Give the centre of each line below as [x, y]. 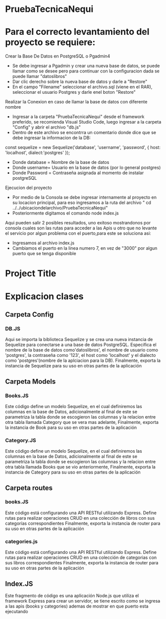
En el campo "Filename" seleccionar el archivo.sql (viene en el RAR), [82, 87]
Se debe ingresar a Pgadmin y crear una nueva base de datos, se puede [86, 66]
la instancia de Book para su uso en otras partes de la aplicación [71, 427]
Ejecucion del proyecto [28, 188]
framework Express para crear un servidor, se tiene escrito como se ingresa [83, 601]
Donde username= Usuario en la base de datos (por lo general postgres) [86, 168]
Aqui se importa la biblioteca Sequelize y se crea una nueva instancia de [79, 340]
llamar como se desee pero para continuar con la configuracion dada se [86, 71]
